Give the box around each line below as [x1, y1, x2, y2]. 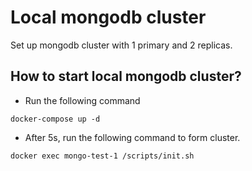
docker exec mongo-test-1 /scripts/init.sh [10, 151, 195, 161]
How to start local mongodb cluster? [10, 68, 242, 85]
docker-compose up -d [10, 114, 101, 124]
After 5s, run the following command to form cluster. [24, 131, 241, 143]
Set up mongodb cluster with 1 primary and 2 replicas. [10, 39, 233, 51]
